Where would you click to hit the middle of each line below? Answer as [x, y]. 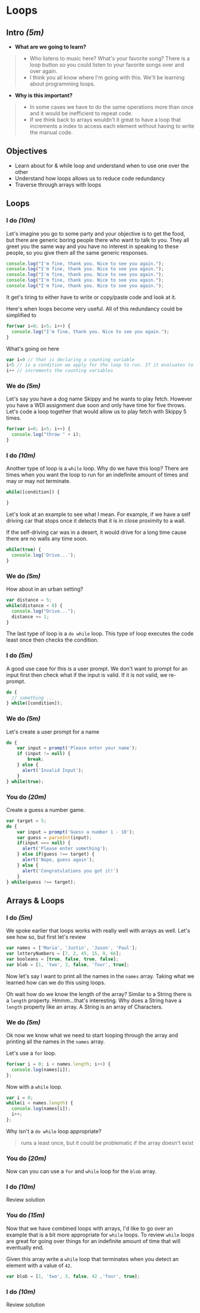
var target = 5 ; [26, 821]
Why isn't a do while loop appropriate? [54, 1131]
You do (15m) [25, 1216]
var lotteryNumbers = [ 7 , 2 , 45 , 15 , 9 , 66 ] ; [64, 953]
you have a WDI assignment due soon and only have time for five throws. [96, 405]
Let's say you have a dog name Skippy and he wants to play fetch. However [99, 399]
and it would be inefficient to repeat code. [81, 113]
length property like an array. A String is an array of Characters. [84, 1007]
